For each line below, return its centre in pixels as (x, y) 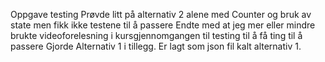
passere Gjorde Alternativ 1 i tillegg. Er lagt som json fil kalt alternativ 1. (156, 46)
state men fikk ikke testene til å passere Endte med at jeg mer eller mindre (163, 25)
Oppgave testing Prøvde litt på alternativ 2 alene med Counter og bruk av (161, 14)
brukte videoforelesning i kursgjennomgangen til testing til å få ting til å (156, 35)
